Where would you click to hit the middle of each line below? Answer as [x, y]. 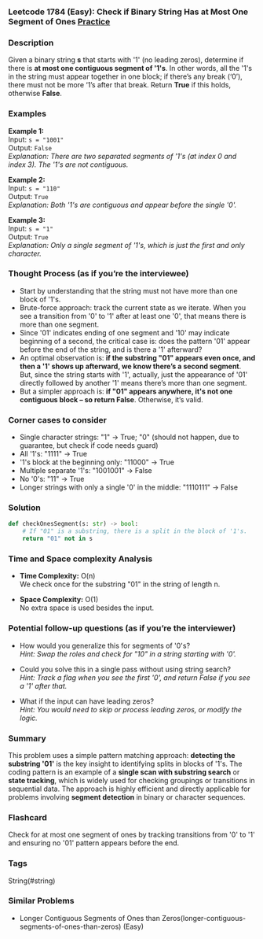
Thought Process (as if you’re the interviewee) [99, 274]
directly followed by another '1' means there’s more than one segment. [133, 383]
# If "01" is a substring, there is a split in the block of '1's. [135, 531]
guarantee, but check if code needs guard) [89, 445]
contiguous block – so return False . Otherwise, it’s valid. [111, 399]
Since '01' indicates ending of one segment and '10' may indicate [124, 332]
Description [31, 43]
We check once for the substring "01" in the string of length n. [120, 584]
